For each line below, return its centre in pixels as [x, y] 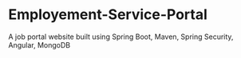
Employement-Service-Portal [108, 15]
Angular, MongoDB [39, 44]
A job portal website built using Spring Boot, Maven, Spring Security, [121, 37]
